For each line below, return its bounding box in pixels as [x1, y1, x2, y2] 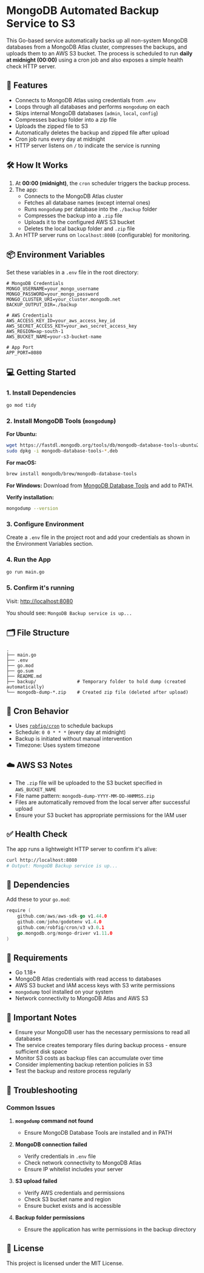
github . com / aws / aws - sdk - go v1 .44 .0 [17, 913, 107, 920]
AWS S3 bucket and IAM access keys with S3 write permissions [15, 982, 175, 989]
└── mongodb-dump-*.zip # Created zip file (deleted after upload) [6, 689, 189, 696]
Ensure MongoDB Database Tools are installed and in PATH [24, 1129, 172, 1136]
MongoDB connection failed [15, 1140, 87, 1148]
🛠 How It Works [6, 160, 69, 171]
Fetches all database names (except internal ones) [24, 199, 151, 206]
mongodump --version [6, 505, 59, 512]
